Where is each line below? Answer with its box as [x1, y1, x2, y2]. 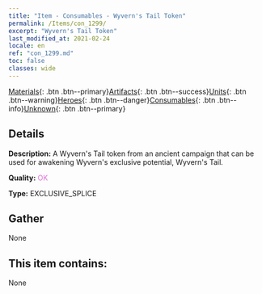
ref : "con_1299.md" [8, 49, 74, 57]
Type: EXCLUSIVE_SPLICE [8, 188, 97, 198]
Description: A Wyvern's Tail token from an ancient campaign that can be [8, 149, 255, 158]
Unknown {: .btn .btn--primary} [23, 103, 126, 113]
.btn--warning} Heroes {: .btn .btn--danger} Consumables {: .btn [8, 94, 216, 105]
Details [8, 127, 44, 141]
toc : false [8, 57, 45, 65]
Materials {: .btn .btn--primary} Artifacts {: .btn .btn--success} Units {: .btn [8, 86, 247, 96]
